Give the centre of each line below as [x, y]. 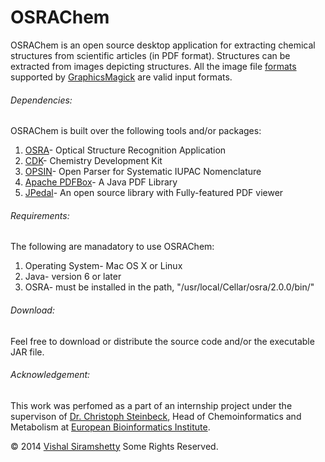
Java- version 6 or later [73, 277]
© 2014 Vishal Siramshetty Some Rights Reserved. [114, 446]
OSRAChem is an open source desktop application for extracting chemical [163, 45]
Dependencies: [41, 100]
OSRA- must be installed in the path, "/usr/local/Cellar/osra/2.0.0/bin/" [169, 287]
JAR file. [27, 352]
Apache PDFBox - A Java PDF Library [101, 182]
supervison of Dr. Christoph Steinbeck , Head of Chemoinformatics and [156, 416]
